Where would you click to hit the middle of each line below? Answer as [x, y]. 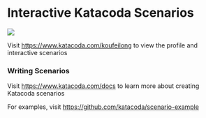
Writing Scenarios [38, 71]
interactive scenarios [37, 52]
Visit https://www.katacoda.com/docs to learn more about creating [103, 86]
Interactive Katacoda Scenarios [101, 13]
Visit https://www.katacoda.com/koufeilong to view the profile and [102, 45]
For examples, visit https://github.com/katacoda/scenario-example [103, 107]
